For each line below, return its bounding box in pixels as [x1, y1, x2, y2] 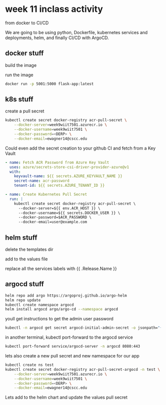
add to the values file [5, 256, 48, 262]
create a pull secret [5, 108, 44, 114]
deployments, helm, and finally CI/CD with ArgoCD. [5, 35, 109, 41]
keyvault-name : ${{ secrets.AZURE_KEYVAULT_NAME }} [14, 174, 123, 179]
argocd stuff [5, 280, 44, 288]
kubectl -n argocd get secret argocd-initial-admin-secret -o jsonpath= [5, 325, 158, 330]
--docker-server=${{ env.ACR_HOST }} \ [18, 205, 100, 211]
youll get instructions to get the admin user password [5, 316, 114, 322]
